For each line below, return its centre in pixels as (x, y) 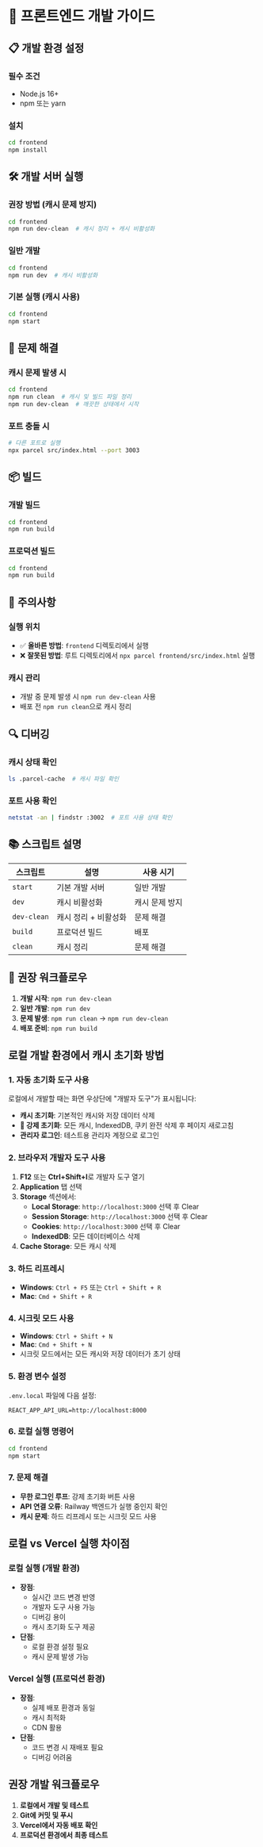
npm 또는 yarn (42, 103)
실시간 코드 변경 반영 (63, 1597)
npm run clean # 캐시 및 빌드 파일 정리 (70, 397)
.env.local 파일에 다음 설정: (52, 1395)
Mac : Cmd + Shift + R (56, 1296)
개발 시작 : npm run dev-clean (66, 998)
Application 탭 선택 (51, 1186)
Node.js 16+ (39, 94)
